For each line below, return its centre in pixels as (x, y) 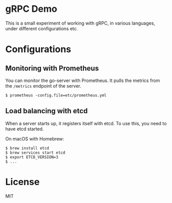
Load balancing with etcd (47, 111)
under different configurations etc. (42, 28)
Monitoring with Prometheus (52, 68)
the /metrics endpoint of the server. (43, 86)
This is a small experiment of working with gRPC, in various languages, (80, 23)
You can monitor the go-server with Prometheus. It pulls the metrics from (83, 80)
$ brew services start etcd (35, 153)
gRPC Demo (31, 9)
